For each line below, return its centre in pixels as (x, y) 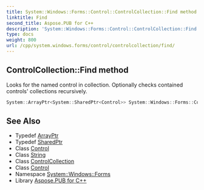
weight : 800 (21, 40)
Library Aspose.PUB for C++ (51, 181)
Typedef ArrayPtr (37, 136)
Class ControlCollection (45, 162)
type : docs (20, 34)
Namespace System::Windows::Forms (63, 174)
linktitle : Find (27, 18)
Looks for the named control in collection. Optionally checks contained (95, 85)
